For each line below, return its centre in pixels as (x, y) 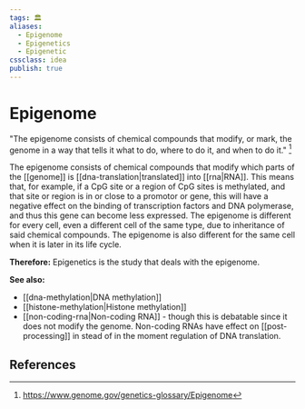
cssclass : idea (38, 60)
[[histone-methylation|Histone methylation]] (104, 307)
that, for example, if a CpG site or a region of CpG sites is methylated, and (148, 186)
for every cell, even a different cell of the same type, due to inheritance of (147, 225)
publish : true (36, 69)
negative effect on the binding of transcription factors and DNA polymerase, (152, 206)
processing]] (46, 336)
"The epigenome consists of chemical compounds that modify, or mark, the (151, 138)
